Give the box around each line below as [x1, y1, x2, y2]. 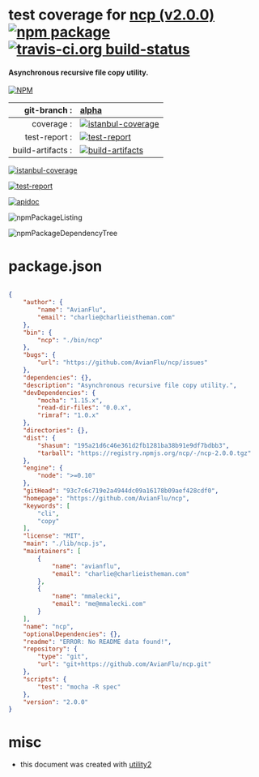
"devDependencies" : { [23, 388, 96, 397]
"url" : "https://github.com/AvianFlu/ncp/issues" [37, 358, 208, 367]
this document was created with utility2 [19, 760, 152, 770]
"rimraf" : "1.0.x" [37, 411, 100, 419]
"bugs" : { [23, 351, 57, 359]
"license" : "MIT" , [23, 532, 85, 540]
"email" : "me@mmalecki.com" [51, 600, 147, 608]
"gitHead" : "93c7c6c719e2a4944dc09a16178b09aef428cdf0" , [23, 487, 219, 496]
